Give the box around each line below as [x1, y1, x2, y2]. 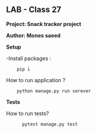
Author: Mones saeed [6, 32, 61, 39]
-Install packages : [6, 54, 51, 61]
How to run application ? [6, 76, 66, 83]
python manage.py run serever [17, 88, 92, 94]
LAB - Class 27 [6, 5, 62, 15]
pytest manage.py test [21, 121, 78, 127]
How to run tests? [6, 109, 49, 117]
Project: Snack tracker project [6, 20, 82, 27]
